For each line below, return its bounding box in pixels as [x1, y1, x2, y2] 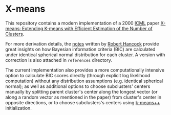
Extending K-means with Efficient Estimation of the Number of [22, 25, 153, 31]
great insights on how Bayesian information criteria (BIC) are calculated [5, 46, 156, 52]
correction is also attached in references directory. [5, 57, 113, 63]
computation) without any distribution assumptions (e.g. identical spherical [5, 78, 163, 84]
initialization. [5, 105, 32, 111]
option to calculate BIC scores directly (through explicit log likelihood [5, 72, 151, 78]
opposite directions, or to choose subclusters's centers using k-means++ [5, 99, 160, 105]
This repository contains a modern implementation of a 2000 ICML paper [5, 20, 160, 26]
